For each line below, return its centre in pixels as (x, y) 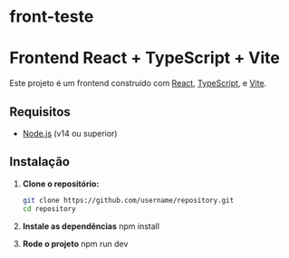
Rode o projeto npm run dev (75, 244)
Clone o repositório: (61, 184)
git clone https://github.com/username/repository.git (128, 200)
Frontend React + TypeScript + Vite (145, 58)
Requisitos (40, 112)
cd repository (49, 209)
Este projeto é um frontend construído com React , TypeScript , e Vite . (138, 83)
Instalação (40, 162)
